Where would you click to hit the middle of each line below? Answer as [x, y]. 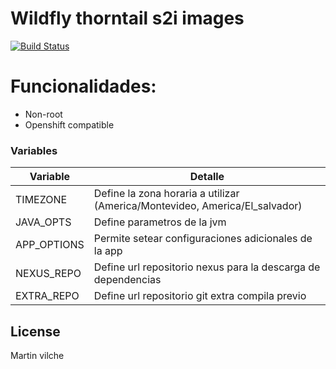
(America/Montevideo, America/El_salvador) [198, 206]
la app [108, 251]
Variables [34, 150]
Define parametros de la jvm [160, 222]
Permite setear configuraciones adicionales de [203, 239]
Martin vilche [37, 355]
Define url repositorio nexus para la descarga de [207, 267]
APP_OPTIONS [50, 245]
